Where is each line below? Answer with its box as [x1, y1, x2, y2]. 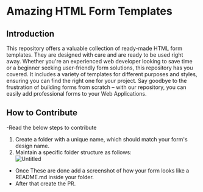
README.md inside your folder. [15, 173, 94, 180]
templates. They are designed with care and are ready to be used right [6, 51, 183, 59]
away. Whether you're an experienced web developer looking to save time [6, 58, 193, 65]
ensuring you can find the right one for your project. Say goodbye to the [6, 77, 187, 84]
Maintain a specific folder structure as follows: [15, 148, 132, 156]
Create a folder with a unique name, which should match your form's [15, 135, 188, 143]
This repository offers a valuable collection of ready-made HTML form [6, 44, 183, 52]
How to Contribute [6, 108, 78, 118]
